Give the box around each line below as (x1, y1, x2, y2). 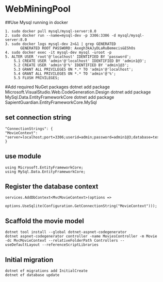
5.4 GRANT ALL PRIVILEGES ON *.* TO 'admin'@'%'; (14, 71, 116, 76)
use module (5, 152, 41, 160)
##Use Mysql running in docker (5, 19, 68, 25)
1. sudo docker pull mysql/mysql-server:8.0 (5, 29, 97, 33)
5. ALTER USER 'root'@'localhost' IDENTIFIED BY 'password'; (5, 54, 131, 59)
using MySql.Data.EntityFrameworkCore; (5, 169, 86, 174)
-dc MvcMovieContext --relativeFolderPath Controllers (5, 238, 118, 243)
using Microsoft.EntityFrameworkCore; (5, 165, 83, 170)
